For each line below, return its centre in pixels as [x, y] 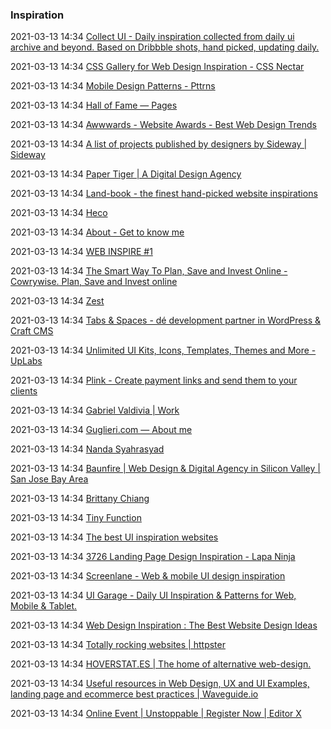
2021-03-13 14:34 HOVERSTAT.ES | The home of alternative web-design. [161, 664]
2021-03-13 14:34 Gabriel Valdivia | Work [95, 410]
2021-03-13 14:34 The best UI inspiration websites [114, 537]
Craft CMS [32, 331]
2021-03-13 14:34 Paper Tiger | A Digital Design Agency [126, 174]
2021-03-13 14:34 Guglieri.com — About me [101, 430]
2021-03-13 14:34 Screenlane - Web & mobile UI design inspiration [148, 576]
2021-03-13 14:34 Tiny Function [76, 518]
